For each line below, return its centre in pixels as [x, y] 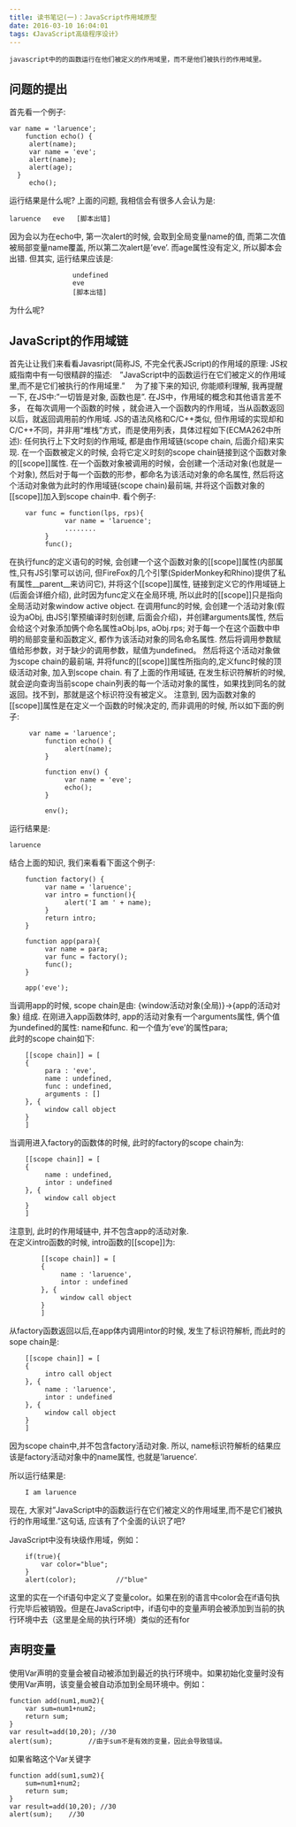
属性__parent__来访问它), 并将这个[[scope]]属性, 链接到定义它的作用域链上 [151, 584]
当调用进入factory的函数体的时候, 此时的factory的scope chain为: [127, 1142]
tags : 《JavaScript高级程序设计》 [65, 34]
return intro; [71, 918]
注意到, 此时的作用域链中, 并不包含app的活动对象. [99, 1231]
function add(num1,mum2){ [57, 1700]
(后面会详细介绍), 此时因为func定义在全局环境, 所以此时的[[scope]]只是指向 [146, 595]
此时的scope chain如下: [52, 1038]
